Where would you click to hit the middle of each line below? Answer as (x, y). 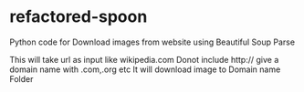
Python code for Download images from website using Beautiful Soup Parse (152, 42)
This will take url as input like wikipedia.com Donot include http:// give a (144, 59)
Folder (21, 78)
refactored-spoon (79, 17)
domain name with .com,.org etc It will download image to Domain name (145, 69)
